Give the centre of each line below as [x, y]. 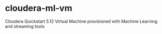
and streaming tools [25, 26]
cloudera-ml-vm [39, 8]
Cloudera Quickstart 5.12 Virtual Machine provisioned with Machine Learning [81, 21]
